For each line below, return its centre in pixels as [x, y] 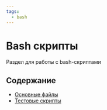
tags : [13, 11]
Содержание [31, 80]
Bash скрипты [42, 46]
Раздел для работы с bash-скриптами [53, 62]
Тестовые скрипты [38, 101]
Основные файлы [36, 95]
